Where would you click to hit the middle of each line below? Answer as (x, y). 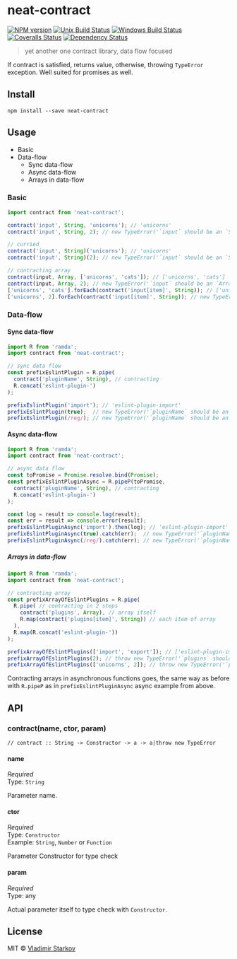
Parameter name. (32, 796)
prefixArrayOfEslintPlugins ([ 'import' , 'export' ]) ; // (90, 652)
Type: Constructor (34, 835)
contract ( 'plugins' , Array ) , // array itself (88, 613)
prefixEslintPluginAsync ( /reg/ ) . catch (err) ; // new (85, 541)
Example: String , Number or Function (60, 842)
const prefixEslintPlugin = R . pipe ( (61, 373)
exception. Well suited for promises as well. (70, 72)
